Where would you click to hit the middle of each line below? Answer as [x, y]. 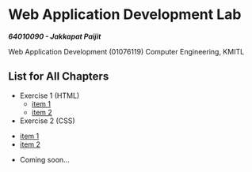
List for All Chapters [59, 77]
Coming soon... [44, 159]
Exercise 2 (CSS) [47, 121]
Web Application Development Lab [125, 15]
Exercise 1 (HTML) [50, 95]
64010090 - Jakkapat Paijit [55, 36]
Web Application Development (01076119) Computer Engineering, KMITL [126, 51]
